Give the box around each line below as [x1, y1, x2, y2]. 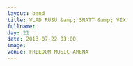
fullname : [7, 23, 36, 30]
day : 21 [7, 29, 30, 36]
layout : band [7, 10, 45, 17]
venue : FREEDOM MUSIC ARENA [7, 49, 89, 56]
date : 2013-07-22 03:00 [7, 36, 77, 43]
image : [7, 42, 26, 49]
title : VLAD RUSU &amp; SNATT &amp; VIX [7, 16, 127, 23]
